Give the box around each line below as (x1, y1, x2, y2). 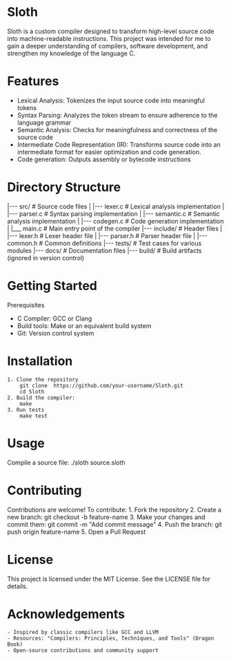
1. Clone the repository (7, 376, 79, 383)
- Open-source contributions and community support (7, 647, 159, 654)
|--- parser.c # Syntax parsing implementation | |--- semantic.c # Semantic (7, 209, 221, 218)
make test (19, 413, 48, 419)
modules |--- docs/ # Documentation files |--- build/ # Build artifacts (7, 246, 202, 255)
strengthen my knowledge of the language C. (7, 49, 136, 57)
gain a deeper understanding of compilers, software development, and (7, 42, 208, 50)
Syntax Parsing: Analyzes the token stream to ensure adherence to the (17, 111, 218, 119)
